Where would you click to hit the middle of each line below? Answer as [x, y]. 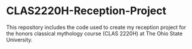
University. [19, 40]
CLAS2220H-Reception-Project [86, 11]
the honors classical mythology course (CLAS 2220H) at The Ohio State [95, 33]
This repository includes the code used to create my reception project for [96, 27]
